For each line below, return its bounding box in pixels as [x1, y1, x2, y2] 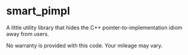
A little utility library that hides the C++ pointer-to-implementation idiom [6, 24, 183, 31]
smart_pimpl [6, 4, 70, 18]
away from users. [6, 30, 50, 37]
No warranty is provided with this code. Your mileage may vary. [6, 42, 163, 49]
